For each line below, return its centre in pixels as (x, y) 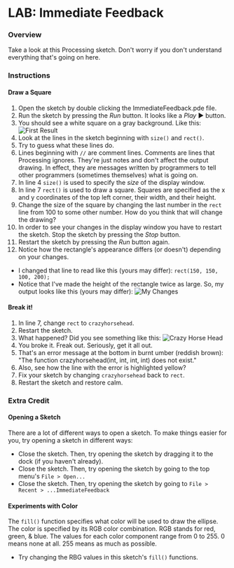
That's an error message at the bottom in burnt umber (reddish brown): (121, 352)
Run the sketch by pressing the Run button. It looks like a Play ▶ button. (122, 115)
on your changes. (43, 256)
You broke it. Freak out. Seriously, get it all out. (85, 345)
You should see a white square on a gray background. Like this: (110, 123)
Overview (25, 35)
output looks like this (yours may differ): (76, 291)
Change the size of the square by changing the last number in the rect (120, 205)
